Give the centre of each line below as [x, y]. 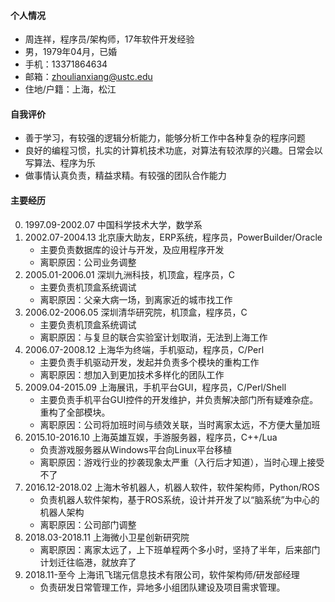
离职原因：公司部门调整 [88, 524]
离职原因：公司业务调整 [88, 262]
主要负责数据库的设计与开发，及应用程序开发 [132, 249]
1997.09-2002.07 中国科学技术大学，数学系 [113, 224]
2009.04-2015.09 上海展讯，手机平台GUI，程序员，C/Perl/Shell [155, 387]
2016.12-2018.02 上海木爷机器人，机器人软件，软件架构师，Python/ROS [172, 487]
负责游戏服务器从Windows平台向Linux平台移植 [136, 449]
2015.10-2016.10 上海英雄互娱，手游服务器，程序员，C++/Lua [151, 437]
